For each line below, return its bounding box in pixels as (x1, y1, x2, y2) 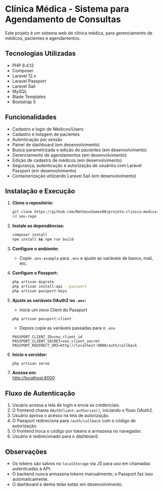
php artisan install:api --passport (12, 284, 87, 289)
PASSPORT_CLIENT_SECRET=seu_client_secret (12, 339, 100, 344)
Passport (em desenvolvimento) (12, 167, 77, 173)
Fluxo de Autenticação (5, 389, 76, 397)
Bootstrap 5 (12, 99, 36, 105)
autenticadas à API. (12, 466, 51, 471)
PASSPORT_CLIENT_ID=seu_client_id (12, 334, 82, 339)
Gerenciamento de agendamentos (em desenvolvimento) (12, 152, 127, 158)
